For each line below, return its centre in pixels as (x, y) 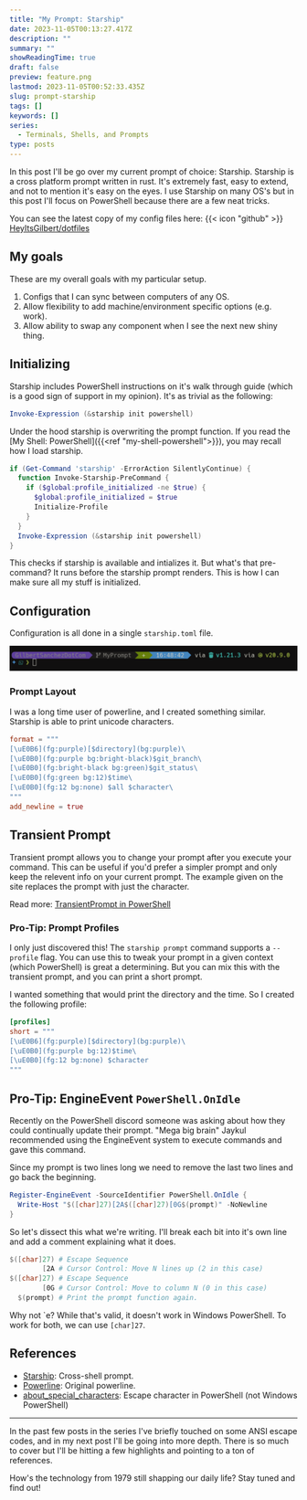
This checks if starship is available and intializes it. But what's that (134, 563)
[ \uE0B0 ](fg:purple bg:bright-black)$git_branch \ (106, 758)
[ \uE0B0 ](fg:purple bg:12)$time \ (73, 1051)
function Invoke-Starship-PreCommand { (94, 478)
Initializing (40, 364)
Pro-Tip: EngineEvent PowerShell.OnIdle (125, 1099)
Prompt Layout (43, 692)
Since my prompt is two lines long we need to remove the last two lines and (152, 1167)
